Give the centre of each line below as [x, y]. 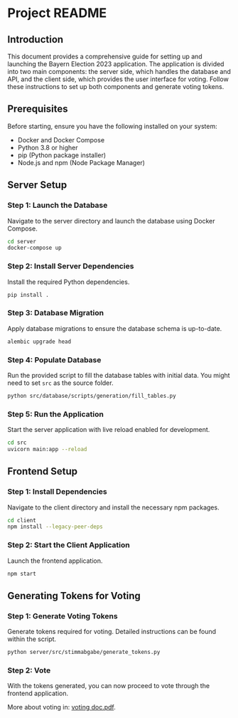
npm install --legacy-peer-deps [55, 527]
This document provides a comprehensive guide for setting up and [105, 56]
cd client [22, 520]
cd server [22, 241]
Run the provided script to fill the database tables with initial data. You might [119, 375]
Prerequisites [38, 109]
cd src [17, 443]
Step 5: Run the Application [56, 414]
